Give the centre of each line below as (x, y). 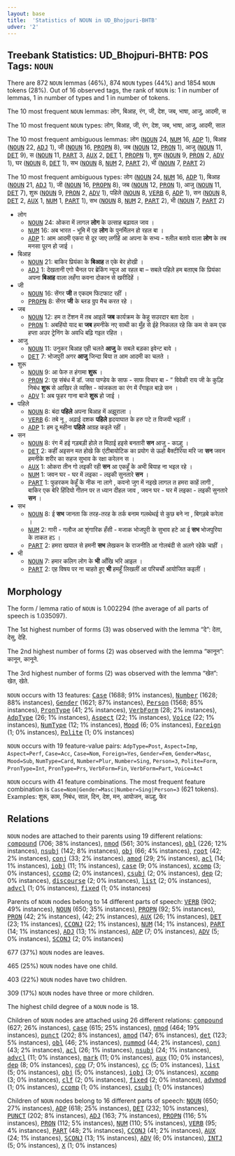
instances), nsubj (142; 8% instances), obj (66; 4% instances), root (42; (114, 851)
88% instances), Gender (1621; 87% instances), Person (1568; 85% (106, 702)
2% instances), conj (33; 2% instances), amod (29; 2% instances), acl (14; (116, 858)
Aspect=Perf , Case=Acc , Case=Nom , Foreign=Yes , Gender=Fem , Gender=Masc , (109, 753)
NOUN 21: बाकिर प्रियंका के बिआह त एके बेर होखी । (86, 262)
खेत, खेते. (18, 681)
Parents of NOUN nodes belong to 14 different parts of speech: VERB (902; (112, 901)
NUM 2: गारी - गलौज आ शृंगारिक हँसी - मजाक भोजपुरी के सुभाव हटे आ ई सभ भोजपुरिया (125, 530)
